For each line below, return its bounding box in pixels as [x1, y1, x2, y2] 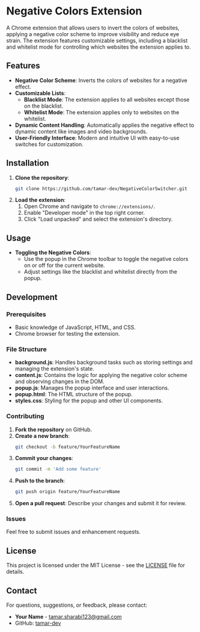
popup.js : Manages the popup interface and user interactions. [14, 384, 169, 391]
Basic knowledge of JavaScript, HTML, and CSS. [14, 324, 136, 331]
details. [6, 568, 25, 575]
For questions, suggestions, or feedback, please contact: [6, 601, 147, 609]
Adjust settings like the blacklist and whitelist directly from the [23, 268, 177, 275]
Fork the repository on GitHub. [14, 426, 92, 433]
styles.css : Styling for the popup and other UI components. [14, 397, 163, 404]
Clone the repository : [14, 174, 70, 181]
